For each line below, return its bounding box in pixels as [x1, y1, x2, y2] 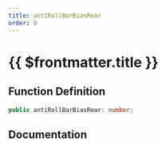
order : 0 [8, 19, 38, 27]
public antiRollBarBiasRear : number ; [8, 106, 134, 114]
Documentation [8, 128, 88, 141]
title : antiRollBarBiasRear [8, 11, 102, 20]
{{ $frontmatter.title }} [8, 53, 159, 72]
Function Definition [8, 85, 106, 99]
